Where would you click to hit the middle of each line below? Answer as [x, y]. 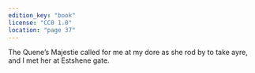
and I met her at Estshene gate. [59, 60]
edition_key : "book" [42, 15]
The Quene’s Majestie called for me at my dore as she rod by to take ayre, [128, 53]
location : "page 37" [42, 30]
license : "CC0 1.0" [40, 23]
